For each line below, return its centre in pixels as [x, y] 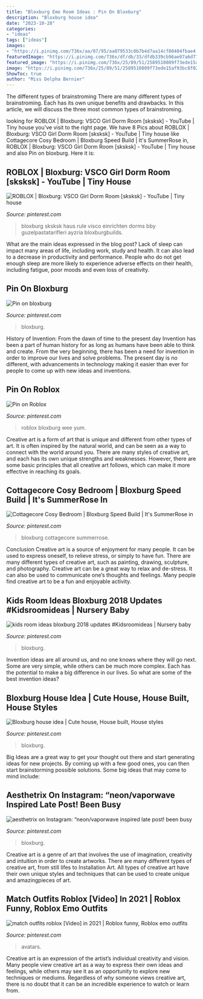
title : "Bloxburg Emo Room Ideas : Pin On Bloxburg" [74, 12]
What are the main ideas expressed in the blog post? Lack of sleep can [95, 244]
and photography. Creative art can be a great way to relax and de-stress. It [99, 569]
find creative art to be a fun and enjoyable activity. [69, 581]
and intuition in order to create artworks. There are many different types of [99, 861]
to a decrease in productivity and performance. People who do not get [94, 257]
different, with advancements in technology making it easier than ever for [98, 364]
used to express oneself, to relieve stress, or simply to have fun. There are [98, 556]
